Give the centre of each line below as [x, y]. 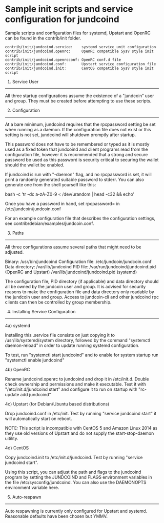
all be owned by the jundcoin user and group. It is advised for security [75, 286]
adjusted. [14, 252]
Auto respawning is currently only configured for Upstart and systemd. [76, 511]
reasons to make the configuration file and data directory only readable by [80, 292]
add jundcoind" [36, 394]
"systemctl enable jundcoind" [35, 360]
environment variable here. [32, 487]
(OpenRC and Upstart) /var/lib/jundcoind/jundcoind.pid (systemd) [71, 272]
